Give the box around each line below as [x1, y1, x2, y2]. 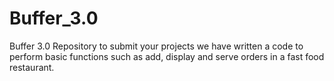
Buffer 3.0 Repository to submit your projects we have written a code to [9, 40, 304, 52]
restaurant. [9, 61, 55, 73]
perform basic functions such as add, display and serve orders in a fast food [9, 50, 325, 62]
